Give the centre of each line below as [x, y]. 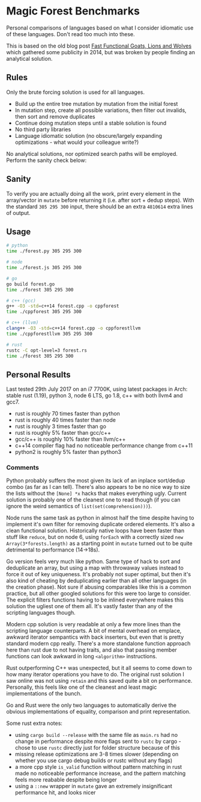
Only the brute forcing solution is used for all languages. [76, 92]
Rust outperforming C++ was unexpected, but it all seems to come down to [99, 668]
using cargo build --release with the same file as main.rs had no [96, 735]
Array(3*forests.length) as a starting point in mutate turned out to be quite [100, 544]
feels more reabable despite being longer [66, 780]
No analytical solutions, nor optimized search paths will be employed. [92, 154]
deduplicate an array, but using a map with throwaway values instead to [95, 568]
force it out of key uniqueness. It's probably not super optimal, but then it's [98, 574]
